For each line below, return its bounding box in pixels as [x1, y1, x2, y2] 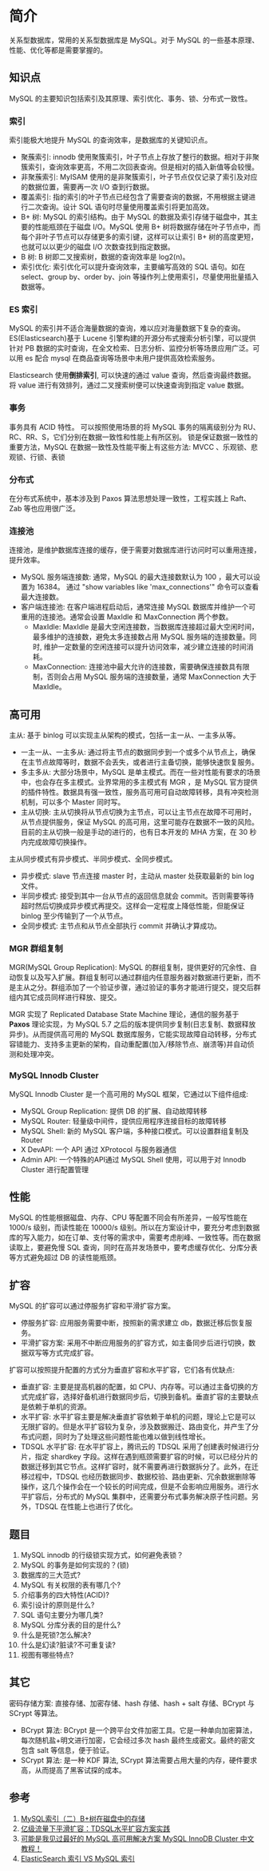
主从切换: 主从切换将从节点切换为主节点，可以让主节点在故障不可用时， [20, 808, 256, 817]
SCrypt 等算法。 [9, 1708, 62, 1718]
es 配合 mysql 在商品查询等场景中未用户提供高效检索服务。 [24, 353, 220, 363]
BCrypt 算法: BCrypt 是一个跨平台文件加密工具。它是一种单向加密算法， [20, 1725, 257, 1734]
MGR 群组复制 [9, 943, 63, 954]
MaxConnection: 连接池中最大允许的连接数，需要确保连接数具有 [32, 662, 243, 672]
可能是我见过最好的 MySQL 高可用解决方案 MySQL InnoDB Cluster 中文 [20, 1833, 255, 1843]
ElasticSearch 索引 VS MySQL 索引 [20, 1853, 135, 1863]
